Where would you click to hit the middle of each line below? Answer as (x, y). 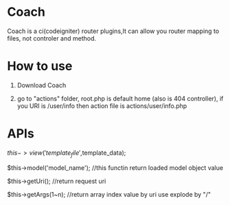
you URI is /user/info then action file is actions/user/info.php (102, 106)
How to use (40, 66)
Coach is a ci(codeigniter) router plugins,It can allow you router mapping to (113, 31)
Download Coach (42, 85)
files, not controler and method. (52, 38)
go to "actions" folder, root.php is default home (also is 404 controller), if (120, 98)
